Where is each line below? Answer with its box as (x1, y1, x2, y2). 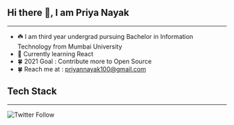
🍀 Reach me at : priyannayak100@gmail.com (17, 65, 146, 73)
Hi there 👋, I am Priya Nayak (7, 7, 130, 19)
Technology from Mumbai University (17, 42, 123, 51)
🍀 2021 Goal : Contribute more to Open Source (17, 57, 152, 65)
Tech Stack (7, 85, 57, 97)
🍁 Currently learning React (17, 49, 94, 58)
